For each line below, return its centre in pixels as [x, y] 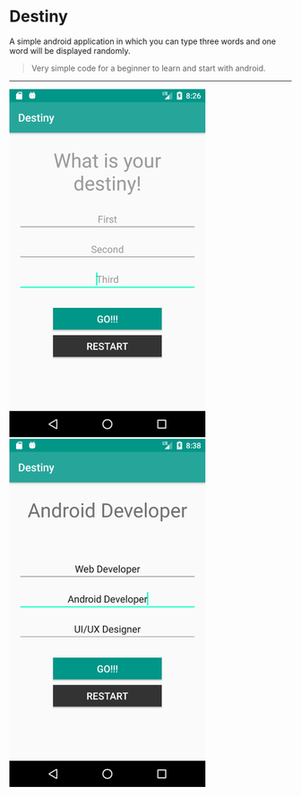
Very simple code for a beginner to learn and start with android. [148, 68]
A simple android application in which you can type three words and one [143, 41]
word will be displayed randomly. [70, 50]
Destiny [39, 17]
